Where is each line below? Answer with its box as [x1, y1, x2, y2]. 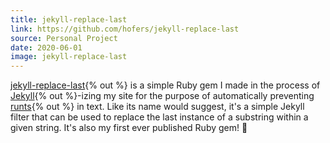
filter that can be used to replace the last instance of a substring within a [10, 111, 309, 123]
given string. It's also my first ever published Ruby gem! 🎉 [10, 122, 248, 134]
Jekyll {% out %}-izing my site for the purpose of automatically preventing [10, 90, 315, 102]
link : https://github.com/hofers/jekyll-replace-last [10, 24, 240, 34]
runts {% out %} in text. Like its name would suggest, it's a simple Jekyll [10, 101, 305, 113]
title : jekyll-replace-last [10, 14, 128, 25]
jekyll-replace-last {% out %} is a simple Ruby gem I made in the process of [10, 79, 321, 91]
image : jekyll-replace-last [10, 52, 128, 62]
